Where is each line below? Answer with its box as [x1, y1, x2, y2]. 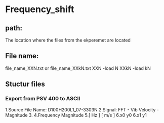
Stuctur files [5, 80, 46, 89]
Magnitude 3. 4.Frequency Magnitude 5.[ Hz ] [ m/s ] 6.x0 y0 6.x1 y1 [5, 112, 147, 118]
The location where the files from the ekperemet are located [5, 37, 131, 43]
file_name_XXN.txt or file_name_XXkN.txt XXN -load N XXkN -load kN [5, 65, 151, 71]
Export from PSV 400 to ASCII [5, 95, 80, 102]
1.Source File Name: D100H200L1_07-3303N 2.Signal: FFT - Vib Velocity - [5, 106, 159, 112]
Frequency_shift [5, 4, 74, 15]
